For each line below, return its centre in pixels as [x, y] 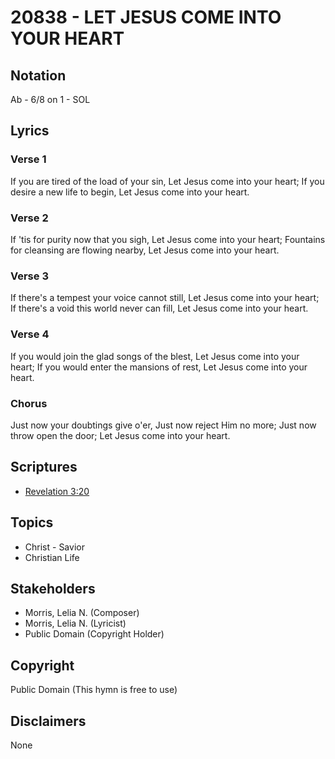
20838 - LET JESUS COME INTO [146, 17]
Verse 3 [29, 276]
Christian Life [52, 557]
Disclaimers [48, 721]
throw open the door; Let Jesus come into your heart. [120, 435]
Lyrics [30, 131]
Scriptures [44, 467]
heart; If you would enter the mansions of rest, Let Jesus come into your [159, 367]
